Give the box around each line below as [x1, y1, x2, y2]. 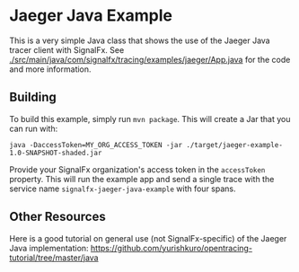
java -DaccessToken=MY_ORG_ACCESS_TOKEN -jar [9, 140, 182, 149]
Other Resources [9, 209, 106, 224]
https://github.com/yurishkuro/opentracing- [90, 242, 253, 253]
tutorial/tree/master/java [9, 252, 99, 263]
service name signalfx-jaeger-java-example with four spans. [9, 183, 236, 194]
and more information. [9, 64, 92, 75]
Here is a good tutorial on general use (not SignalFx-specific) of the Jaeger [9, 233, 287, 243]
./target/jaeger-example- [185, 140, 283, 149]
